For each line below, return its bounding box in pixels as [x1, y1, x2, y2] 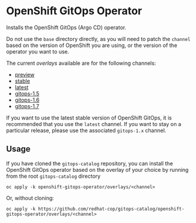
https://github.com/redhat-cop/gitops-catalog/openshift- [37, 206, 185, 212]
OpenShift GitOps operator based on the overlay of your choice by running [6, 166, 189, 173]
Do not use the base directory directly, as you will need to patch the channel [6, 35, 191, 42]
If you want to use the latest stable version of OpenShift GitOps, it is [6, 114, 172, 121]
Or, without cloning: [6, 194, 55, 202]
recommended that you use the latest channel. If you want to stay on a [6, 120, 181, 127]
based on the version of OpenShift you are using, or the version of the [6, 42, 178, 49]
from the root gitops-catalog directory [6, 172, 101, 180]
